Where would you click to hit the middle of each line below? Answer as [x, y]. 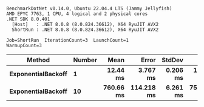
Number [85, 60]
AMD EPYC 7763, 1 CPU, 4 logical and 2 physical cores [77, 14]
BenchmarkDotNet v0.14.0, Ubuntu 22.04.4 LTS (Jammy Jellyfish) [89, 8]
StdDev [173, 60]
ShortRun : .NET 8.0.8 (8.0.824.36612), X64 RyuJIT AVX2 [85, 30]
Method [39, 60]
